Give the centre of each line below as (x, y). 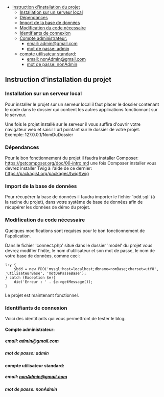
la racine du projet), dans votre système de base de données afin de (74, 202)
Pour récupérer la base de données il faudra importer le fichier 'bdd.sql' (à (80, 197)
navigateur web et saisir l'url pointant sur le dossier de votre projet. (73, 129)
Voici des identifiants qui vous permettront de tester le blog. (65, 318)
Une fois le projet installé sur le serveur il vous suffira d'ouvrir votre (73, 124)
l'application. (18, 236)
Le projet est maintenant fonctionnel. (42, 295)
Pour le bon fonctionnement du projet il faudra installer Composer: (72, 158)
